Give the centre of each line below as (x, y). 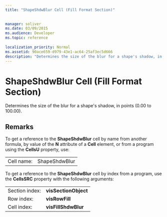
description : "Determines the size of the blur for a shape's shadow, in (84, 56)
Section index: (24, 191)
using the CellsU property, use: (37, 150)
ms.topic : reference (27, 38)
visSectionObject (67, 191)
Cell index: (20, 207)
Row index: (20, 199)
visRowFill (58, 199)
